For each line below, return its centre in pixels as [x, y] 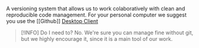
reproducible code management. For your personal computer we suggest [97, 15]
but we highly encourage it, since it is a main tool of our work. [97, 39]
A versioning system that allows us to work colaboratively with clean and [96, 9]
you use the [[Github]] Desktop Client [52, 21]
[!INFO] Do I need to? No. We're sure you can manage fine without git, [107, 33]
